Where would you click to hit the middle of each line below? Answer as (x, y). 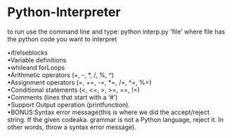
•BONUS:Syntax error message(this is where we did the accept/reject (108, 112)
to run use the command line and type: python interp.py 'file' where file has (116, 32)
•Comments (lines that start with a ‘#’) (63, 97)
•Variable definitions (37, 60)
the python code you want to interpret (62, 39)
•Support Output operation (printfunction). (69, 104)
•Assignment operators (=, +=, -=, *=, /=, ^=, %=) (79, 82)
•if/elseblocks (27, 53)
